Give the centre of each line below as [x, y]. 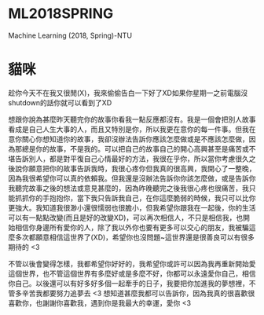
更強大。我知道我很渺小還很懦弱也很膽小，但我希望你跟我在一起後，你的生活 [132, 207]
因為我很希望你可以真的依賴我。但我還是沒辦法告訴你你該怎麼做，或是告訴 [128, 178]
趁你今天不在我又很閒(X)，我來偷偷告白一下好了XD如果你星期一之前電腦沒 [128, 93]
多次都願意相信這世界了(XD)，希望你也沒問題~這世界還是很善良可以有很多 [135, 237]
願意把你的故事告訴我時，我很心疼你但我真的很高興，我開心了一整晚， [142, 168]
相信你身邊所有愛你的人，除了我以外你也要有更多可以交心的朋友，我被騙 [132, 227]
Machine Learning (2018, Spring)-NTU [70, 35]
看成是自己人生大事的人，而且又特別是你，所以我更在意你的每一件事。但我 [128, 129]
